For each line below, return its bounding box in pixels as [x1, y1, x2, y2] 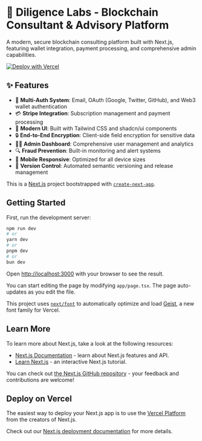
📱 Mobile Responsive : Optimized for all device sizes [15, 155, 146, 163]
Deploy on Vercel [6, 393, 73, 404]
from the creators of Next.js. [6, 416, 77, 423]
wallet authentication [15, 103, 68, 110]
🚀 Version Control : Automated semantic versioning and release [15, 162, 174, 169]
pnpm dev [6, 248, 28, 254]
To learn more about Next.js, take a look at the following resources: [6, 340, 174, 347]
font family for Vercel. [6, 306, 60, 314]
